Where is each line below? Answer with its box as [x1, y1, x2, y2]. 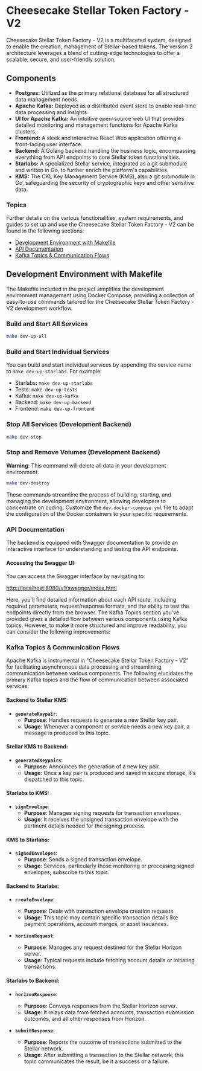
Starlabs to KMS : [6, 790, 50, 797]
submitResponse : [14, 1026, 55, 1034]
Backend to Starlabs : [6, 883, 60, 890]
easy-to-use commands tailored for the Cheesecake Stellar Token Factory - [6, 298, 194, 305]
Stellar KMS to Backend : [6, 743, 68, 750]
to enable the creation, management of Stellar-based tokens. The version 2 [6, 43, 193, 50]
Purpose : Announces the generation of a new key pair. [24, 762, 160, 770]
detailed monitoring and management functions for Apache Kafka [14, 121, 178, 129]
